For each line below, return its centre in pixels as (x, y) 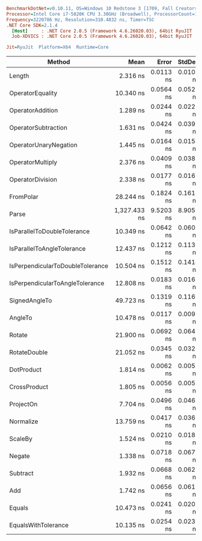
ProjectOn (23, 405)
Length (19, 76)
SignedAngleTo (31, 301)
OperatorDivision (33, 180)
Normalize (24, 421)
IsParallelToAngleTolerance (47, 249)
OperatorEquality (33, 93)
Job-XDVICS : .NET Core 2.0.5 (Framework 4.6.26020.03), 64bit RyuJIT (102, 37)
